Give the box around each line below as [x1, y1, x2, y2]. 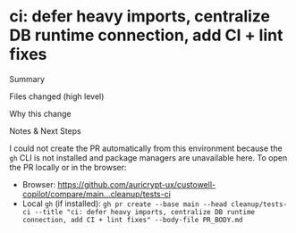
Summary [9, 73, 46, 84]
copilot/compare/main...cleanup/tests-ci [21, 188, 172, 199]
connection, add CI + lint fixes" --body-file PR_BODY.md [21, 215, 243, 224]
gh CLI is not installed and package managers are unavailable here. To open [9, 152, 288, 162]
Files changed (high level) [9, 91, 105, 102]
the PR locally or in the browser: [9, 162, 127, 172]
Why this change [9, 108, 72, 119]
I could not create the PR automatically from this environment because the [9, 143, 283, 154]
